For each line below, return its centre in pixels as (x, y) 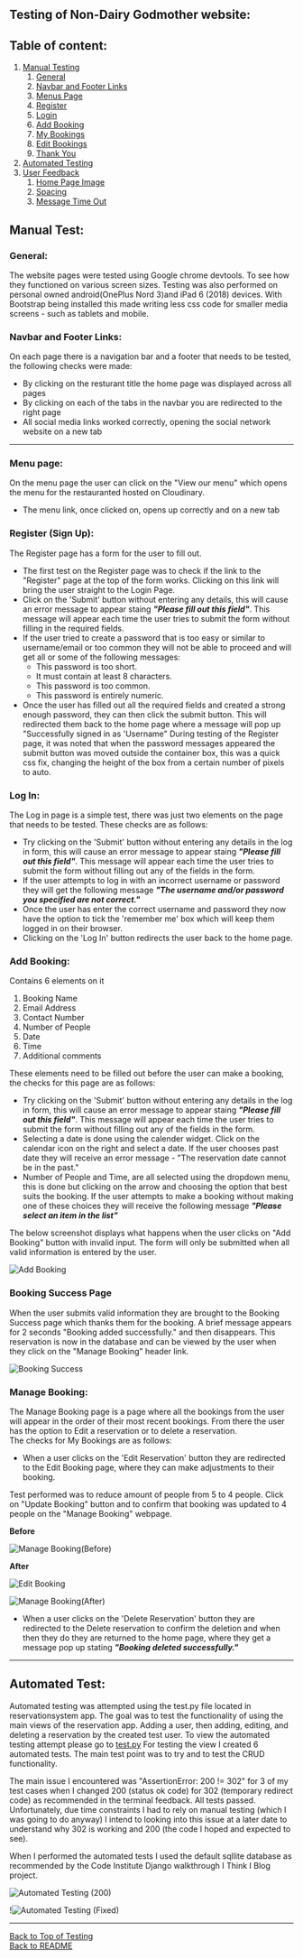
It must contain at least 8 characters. (104, 676)
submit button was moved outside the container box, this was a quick (151, 753)
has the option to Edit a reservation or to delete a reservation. (123, 1430)
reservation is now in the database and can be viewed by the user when (143, 1341)
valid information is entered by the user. (83, 1252)
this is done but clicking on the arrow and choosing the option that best (155, 1187)
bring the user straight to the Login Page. (99, 589)
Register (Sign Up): (52, 533)
